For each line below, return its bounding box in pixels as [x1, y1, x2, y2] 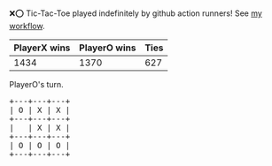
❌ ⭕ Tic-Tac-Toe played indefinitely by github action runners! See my [9, 8, 263, 19]
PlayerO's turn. [9, 79, 64, 89]
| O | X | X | [9, 105, 71, 115]
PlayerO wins [79, 41, 136, 54]
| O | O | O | [9, 140, 71, 150]
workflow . [9, 21, 45, 31]
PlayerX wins [13, 41, 71, 54]
